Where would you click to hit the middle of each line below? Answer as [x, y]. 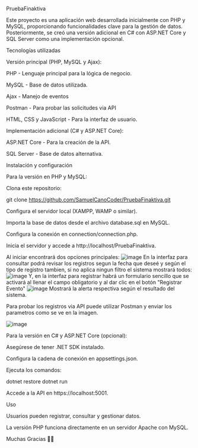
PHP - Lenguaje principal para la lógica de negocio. [69, 73]
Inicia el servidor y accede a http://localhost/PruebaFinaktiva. [81, 246]
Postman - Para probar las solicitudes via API [61, 108]
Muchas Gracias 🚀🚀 [30, 439]
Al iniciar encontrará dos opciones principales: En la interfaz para [97, 257]
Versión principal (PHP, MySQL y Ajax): [54, 62]
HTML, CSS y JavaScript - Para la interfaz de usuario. [72, 119]
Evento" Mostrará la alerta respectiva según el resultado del [90, 289]
